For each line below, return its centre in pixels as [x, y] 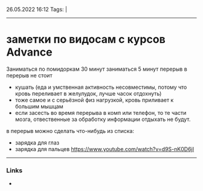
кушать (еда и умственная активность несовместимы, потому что [101, 87]
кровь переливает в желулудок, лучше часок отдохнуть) [88, 93]
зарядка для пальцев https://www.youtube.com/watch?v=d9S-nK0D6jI [105, 149]
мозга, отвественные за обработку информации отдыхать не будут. [103, 119]
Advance [29, 52]
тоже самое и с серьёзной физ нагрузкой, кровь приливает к [94, 100]
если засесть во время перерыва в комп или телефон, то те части [101, 112]
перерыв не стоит [29, 75]
